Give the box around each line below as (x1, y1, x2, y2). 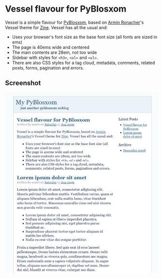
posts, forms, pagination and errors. (12, 65, 84, 71)
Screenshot (5, 79, 41, 87)
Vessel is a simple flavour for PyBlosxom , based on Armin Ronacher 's (5, 19, 144, 25)
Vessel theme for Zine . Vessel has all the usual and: (5, 24, 108, 30)
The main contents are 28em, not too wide (12, 49, 97, 55)
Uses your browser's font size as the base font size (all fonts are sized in (12, 34, 158, 40)
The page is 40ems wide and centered (12, 44, 90, 50)
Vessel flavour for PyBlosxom (5, 3, 127, 15)
